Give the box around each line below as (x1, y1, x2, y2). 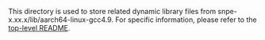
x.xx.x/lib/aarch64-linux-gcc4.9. (8, 15, 113, 24)
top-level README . (8, 24, 71, 32)
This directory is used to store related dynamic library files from (8, 7, 217, 16)
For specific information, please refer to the (114, 15, 257, 24)
